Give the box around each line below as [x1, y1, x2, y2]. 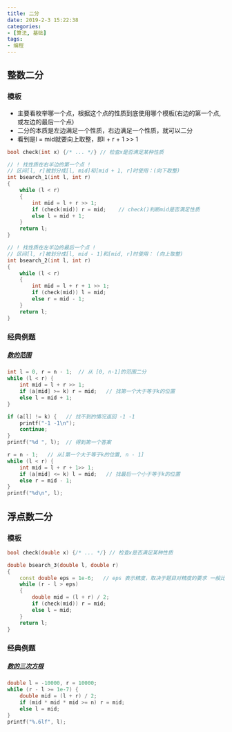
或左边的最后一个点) [17, 117, 75, 126]
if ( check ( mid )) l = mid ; [32, 289, 107, 296]
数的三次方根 [7, 662, 43, 670]
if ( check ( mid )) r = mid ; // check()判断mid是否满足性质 [32, 206, 200, 213]
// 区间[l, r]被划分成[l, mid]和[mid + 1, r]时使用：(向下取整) [7, 167, 181, 175]
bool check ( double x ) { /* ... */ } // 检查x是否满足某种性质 [7, 549, 173, 556]
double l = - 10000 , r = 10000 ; [7, 680, 97, 687]
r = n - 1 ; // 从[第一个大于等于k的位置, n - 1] [7, 452, 145, 459]
